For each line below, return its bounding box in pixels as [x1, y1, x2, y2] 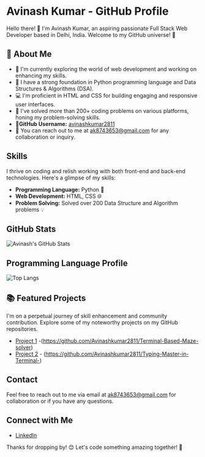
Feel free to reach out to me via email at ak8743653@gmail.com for [6, 391, 176, 398]
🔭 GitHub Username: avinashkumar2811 [15, 120, 115, 127]
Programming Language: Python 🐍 [15, 186, 105, 193]
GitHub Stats [6, 224, 56, 234]
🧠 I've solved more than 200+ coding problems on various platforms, [15, 107, 189, 114]
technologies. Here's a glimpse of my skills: [6, 174, 116, 181]
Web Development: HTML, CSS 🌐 [15, 192, 102, 200]
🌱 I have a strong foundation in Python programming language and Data [15, 78, 196, 85]
